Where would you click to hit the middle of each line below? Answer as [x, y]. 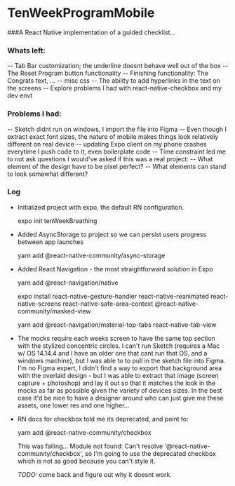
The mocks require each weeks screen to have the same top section [116, 338]
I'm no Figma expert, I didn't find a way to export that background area [120, 368]
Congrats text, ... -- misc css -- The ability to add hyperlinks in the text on [114, 81]
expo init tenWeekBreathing [57, 221]
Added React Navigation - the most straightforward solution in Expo [115, 269]
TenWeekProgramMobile [81, 13]
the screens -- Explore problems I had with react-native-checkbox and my [115, 88]
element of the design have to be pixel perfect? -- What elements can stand [117, 166]
